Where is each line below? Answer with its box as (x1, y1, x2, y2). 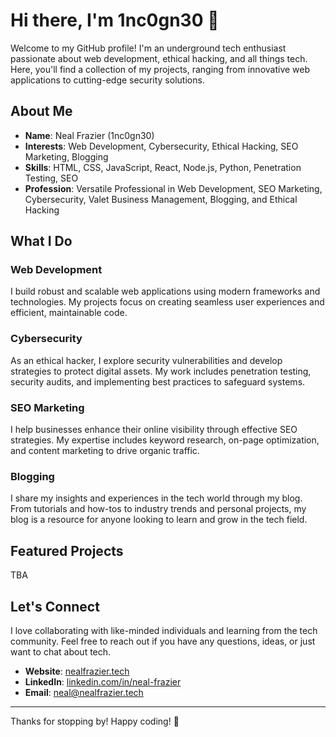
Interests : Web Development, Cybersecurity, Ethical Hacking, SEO (24, 140, 299, 152)
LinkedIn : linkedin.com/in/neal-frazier (24, 675, 182, 688)
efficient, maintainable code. (10, 307, 128, 319)
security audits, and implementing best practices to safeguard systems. (10, 375, 306, 388)
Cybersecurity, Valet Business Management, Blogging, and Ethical (24, 193, 298, 205)
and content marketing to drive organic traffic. (10, 445, 200, 457)
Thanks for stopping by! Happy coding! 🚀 (10, 715, 180, 727)
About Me (10, 103, 73, 120)
